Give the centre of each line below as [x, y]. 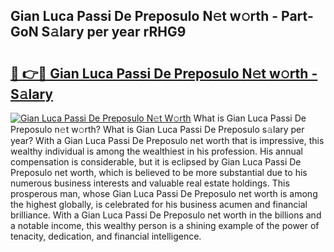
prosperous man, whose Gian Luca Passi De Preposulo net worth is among [164, 193]
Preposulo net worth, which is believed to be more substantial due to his [159, 172]
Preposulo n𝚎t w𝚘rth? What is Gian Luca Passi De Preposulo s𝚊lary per [157, 129]
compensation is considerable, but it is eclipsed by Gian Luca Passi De [156, 162]
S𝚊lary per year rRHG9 [114, 32]
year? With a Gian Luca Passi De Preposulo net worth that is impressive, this [167, 140]
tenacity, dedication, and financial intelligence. [106, 236]
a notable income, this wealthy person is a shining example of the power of [165, 225]
